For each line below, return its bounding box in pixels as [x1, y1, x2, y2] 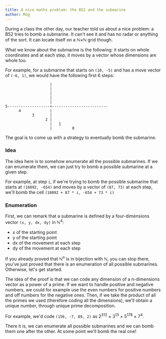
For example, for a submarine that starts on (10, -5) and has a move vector [5, 67, 161, 73]
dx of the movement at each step [12, 239, 81, 245]
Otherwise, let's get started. [5, 266, 63, 272]
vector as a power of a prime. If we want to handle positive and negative [5, 281, 154, 287]
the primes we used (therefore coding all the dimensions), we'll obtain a [5, 297, 153, 303]
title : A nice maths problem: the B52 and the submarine [5, 7, 126, 12]
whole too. [5, 57, 27, 63]
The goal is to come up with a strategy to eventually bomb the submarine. [5, 134, 157, 140]
